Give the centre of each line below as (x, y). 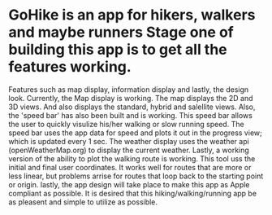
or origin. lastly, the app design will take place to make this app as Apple (129, 184)
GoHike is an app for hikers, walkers (132, 15)
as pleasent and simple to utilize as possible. (83, 202)
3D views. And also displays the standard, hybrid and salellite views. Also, (132, 107)
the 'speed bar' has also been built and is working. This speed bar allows (131, 115)
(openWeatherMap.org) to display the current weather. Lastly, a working (129, 150)
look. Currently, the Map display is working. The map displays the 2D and (131, 98)
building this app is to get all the (118, 50)
